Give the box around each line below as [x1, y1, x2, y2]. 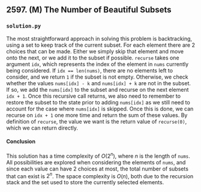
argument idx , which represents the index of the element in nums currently [6, 60, 189, 68]
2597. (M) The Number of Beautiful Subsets [6, 5, 172, 15]
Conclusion [6, 138, 36, 145]
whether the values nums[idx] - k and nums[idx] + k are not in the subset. [6, 79, 191, 86]
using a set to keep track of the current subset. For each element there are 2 [6, 41, 195, 49]
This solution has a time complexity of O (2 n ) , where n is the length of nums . [6, 151, 191, 160]
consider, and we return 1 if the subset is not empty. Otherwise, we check [6, 73, 189, 80]
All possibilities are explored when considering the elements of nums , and [6, 158, 186, 166]
